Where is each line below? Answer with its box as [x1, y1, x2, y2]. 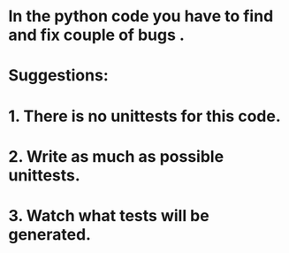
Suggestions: [8, 65, 109, 86]
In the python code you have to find [8, 6, 274, 27]
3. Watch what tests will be [8, 205, 209, 226]
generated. [8, 224, 92, 244]
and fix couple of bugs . [8, 25, 185, 45]
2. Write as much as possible [8, 146, 224, 166]
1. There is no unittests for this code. [8, 106, 281, 126]
